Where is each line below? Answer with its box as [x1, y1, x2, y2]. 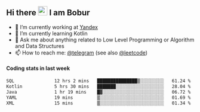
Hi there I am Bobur [6, 8, 91, 18]
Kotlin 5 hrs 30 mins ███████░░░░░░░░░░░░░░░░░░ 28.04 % [6, 84, 191, 89]
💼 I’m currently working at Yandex [14, 23, 99, 30]
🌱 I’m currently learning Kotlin [14, 30, 88, 37]
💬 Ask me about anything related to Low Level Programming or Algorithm [14, 36, 195, 43]
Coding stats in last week [6, 65, 70, 72]
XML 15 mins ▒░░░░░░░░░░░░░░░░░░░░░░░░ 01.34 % [6, 100, 191, 106]
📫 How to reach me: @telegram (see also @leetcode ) [14, 49, 148, 56]
